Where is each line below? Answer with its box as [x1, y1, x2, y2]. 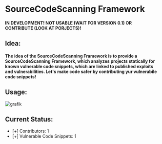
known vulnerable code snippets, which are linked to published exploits [5, 63, 154, 69]
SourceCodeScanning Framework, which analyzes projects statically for [5, 58, 155, 64]
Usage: [5, 88, 28, 96]
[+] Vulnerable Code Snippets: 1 [12, 133, 77, 139]
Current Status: [5, 115, 53, 123]
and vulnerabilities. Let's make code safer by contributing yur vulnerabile [5, 69, 157, 74]
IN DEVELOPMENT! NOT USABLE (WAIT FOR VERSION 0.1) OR [5, 20, 132, 25]
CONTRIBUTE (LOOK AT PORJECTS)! [5, 25, 81, 31]
